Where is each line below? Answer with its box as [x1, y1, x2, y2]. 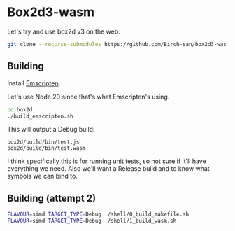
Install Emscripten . [7, 78, 61, 87]
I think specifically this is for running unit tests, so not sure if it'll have [7, 157, 206, 165]
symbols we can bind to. [7, 172, 78, 181]
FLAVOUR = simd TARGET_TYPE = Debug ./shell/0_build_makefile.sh [7, 211, 190, 218]
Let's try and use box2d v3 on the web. [7, 27, 120, 36]
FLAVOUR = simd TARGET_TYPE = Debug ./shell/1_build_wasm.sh [7, 218, 177, 225]
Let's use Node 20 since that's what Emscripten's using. [7, 92, 170, 101]
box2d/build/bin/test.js [7, 139, 80, 146]
